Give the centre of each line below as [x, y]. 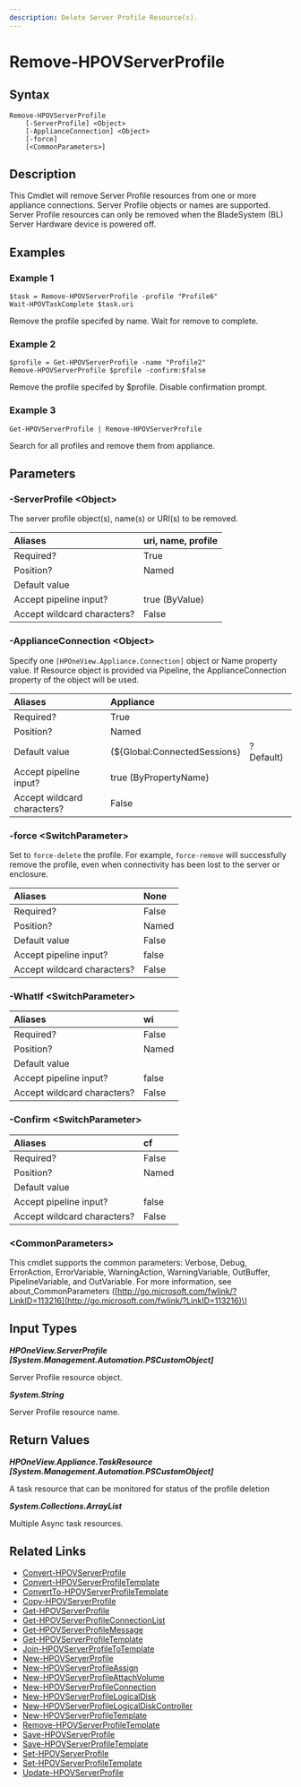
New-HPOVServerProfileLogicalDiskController [107, 1706]
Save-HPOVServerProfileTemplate [85, 1744]
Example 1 [32, 278]
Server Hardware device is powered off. [83, 224]
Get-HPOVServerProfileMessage [82, 1630]
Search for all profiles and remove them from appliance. [112, 445]
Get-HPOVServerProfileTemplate [82, 1639]
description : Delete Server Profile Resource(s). [104, 17]
